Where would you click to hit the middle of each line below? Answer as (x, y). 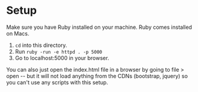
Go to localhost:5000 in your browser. (62, 58)
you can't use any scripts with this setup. (57, 82)
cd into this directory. (41, 45)
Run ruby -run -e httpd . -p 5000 (59, 51)
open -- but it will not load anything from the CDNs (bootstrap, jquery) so (97, 76)
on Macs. (18, 33)
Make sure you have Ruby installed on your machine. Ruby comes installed (99, 27)
